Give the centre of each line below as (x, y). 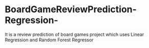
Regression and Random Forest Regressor (49, 40)
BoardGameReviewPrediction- (71, 9)
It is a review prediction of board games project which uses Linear (74, 34)
